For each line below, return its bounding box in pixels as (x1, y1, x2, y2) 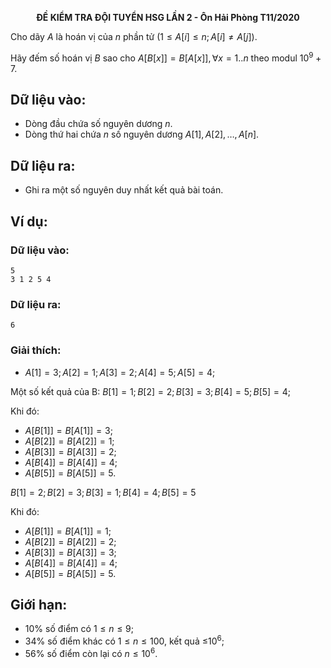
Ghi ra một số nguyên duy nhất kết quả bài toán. (24, 184, 224, 196)
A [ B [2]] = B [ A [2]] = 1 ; (24, 435, 115, 447)
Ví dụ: (10, 213, 48, 230)
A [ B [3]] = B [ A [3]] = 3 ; (24, 546, 117, 558)
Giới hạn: (10, 596, 68, 613)
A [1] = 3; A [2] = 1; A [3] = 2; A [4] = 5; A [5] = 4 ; (24, 366, 216, 378)
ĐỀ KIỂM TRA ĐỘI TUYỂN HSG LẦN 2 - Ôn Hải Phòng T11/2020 (36, 12, 300, 23)
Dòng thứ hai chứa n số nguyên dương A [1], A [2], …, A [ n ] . (24, 128, 260, 141)
